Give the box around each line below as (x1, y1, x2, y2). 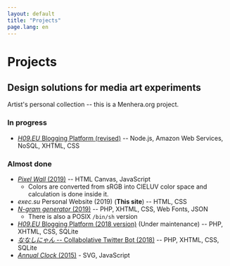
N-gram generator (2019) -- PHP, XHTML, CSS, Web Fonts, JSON (17, 205, 209, 213)
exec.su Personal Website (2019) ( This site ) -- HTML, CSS (17, 197, 188, 205)
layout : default (7, 10, 55, 18)
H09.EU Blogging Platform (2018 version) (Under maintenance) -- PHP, (17, 220, 224, 228)
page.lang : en (7, 23, 49, 30)
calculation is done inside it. (27, 189, 109, 198)
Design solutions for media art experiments (7, 82, 202, 94)
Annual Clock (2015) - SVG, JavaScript (17, 251, 130, 259)
